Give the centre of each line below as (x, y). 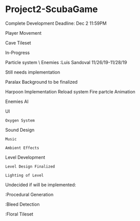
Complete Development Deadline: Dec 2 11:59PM (56, 23)
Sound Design (20, 130)
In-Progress (18, 52)
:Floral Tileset (19, 214)
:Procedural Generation (29, 194)
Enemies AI (17, 101)
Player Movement (23, 33)
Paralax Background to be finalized (42, 82)
